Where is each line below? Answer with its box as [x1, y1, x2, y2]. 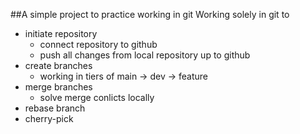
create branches [24, 60, 93, 71]
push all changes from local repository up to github [39, 49, 251, 61]
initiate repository [24, 28, 98, 39]
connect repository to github [39, 39, 158, 50]
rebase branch [24, 102, 86, 114]
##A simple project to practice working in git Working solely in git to [10, 9, 290, 20]
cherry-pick [24, 113, 74, 124]
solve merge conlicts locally [39, 92, 155, 103]
